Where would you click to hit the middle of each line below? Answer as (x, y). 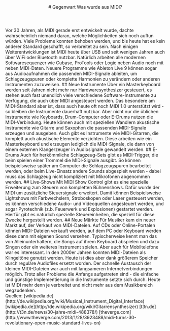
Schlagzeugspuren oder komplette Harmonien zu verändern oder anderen (83, 79)
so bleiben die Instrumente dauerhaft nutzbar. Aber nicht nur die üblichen (82, 111)
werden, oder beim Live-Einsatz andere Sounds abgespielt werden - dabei (83, 171)
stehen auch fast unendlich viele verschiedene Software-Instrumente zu (81, 95)
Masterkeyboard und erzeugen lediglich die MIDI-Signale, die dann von (80, 144)
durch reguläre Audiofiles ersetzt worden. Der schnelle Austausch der (78, 263)
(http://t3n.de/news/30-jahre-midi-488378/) (52, 312)
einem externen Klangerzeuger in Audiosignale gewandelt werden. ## (78, 149)
